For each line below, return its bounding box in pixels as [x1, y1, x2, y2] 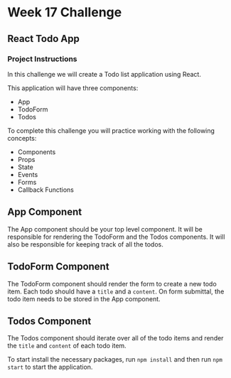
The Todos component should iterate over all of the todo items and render [7, 334, 224, 342]
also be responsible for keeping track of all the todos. [7, 239, 163, 249]
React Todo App [7, 33, 80, 45]
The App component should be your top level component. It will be [7, 225, 203, 233]
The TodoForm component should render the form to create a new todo [7, 279, 217, 288]
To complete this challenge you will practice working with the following [7, 126, 215, 135]
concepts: [7, 134, 37, 142]
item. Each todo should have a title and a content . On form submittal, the [7, 287, 225, 296]
